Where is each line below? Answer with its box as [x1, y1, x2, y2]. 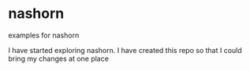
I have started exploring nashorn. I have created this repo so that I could [8, 45, 242, 55]
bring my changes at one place [8, 54, 109, 63]
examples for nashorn [8, 30, 80, 40]
